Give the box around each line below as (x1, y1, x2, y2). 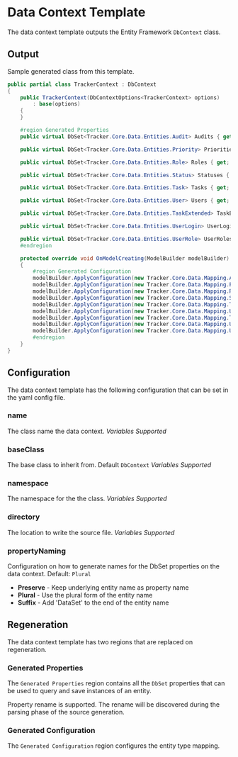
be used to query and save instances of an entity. (7, 687, 152, 695)
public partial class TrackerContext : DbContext (7, 81, 157, 88)
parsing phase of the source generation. (7, 708, 125, 717)
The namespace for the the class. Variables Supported (7, 494, 168, 503)
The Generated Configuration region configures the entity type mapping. (7, 741, 220, 750)
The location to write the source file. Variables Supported (7, 528, 175, 537)
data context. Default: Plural (7, 570, 91, 578)
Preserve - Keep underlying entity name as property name (17, 583, 189, 592)
